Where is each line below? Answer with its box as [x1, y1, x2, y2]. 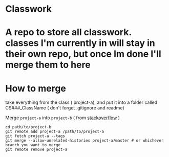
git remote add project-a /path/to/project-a [5, 129, 104, 134]
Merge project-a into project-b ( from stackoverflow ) [5, 115, 120, 121]
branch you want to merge [5, 143, 60, 148]
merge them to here [5, 59, 91, 71]
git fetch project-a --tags [5, 133, 66, 139]
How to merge [5, 82, 67, 94]
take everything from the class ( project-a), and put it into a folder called [5, 99, 158, 105]
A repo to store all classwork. [5, 27, 132, 38]
